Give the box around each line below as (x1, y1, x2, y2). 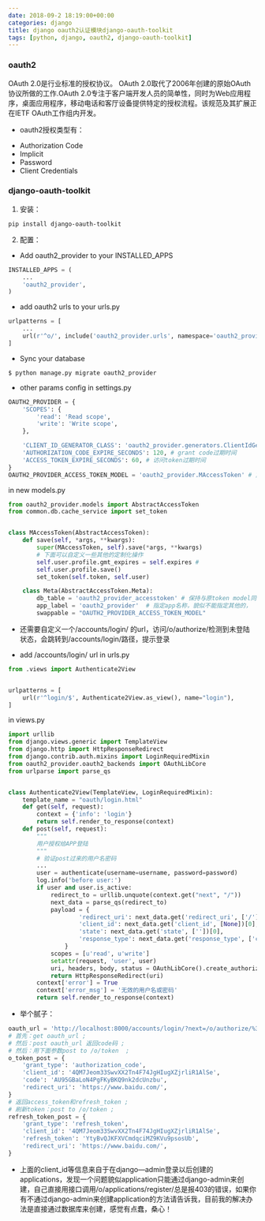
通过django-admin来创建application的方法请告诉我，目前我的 (33, 1194, 233, 1204)
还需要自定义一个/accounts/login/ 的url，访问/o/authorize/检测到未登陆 (19, 624, 251, 633)
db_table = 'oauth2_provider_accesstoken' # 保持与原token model (36, 595, 251, 603)
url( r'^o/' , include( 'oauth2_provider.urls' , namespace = (22, 332, 214, 340)
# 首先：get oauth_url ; (8, 1032, 87, 1040)
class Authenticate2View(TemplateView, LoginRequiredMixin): (8, 788, 214, 797)
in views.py (8, 715, 45, 725)
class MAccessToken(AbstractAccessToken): (8, 529, 150, 537)
